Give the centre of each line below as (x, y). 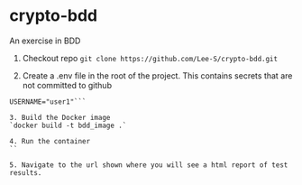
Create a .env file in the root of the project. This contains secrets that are (157, 75)
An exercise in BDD (45, 41)
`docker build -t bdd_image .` (68, 125)
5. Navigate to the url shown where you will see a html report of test (149, 165)
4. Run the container (50, 141)
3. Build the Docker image (60, 117)
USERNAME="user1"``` (48, 102)
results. (26, 172)
